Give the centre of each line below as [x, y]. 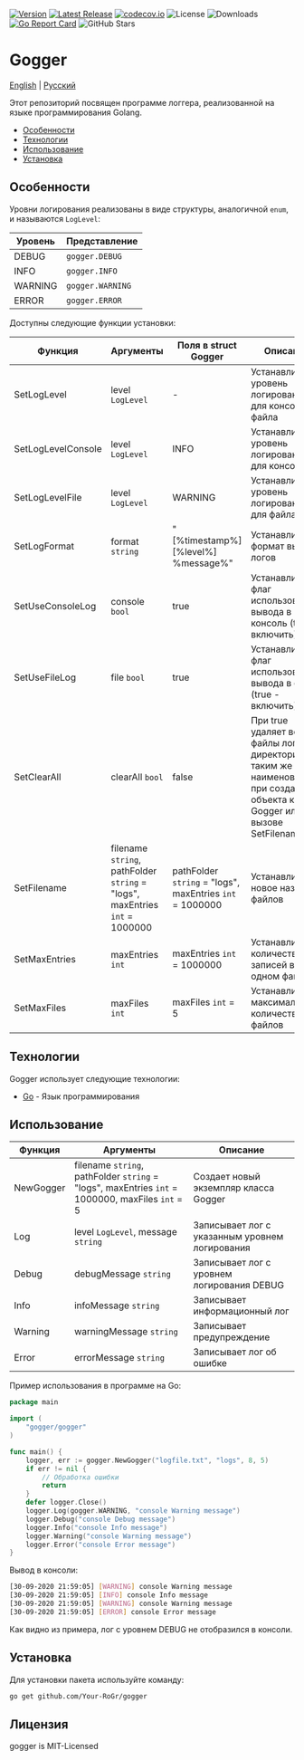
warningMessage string [126, 1332]
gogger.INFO [92, 271]
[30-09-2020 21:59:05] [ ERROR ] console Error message [113, 1612]
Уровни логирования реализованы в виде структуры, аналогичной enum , [149, 209]
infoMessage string [117, 1306]
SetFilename [41, 887]
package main [34, 1402]
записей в [272, 964]
